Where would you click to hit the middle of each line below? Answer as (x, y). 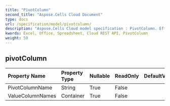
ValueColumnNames (32, 95)
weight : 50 (17, 38)
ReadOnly (127, 76)
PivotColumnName (30, 87)
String (68, 87)
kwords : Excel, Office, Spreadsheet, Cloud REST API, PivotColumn (77, 33)
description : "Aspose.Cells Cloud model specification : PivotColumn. (81, 29)
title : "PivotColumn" (28, 10)
